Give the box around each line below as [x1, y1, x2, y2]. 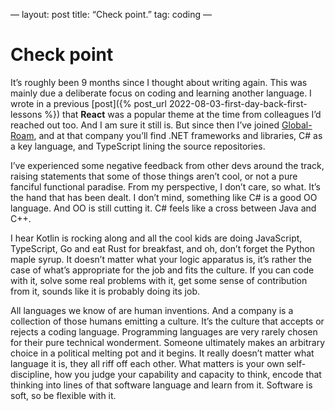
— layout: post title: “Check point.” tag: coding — [10, 9, 212, 20]
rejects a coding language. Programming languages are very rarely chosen [10, 325, 318, 338]
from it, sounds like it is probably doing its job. [10, 285, 200, 297]
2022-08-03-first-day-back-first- [168, 97, 308, 109]
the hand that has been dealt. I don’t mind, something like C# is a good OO [10, 191, 318, 203]
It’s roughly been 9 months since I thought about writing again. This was [10, 76, 308, 88]
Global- [281, 119, 313, 131]
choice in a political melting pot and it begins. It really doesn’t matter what [10, 347, 315, 359]
